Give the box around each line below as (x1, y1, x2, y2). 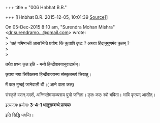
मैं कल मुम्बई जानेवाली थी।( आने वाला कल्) (5, 81, 75, 87)
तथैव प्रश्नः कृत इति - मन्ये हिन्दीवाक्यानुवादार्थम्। (5, 61, 81, 67)
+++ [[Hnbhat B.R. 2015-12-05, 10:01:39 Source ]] (5, 14, 108, 20)
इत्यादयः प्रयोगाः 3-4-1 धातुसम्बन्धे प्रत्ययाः (5, 102, 71, 108)
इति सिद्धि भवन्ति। (5, 112, 34, 118)
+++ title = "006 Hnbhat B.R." (5, 5, 67, 10)
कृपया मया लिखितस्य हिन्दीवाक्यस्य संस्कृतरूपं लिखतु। (5, 71, 91, 77)
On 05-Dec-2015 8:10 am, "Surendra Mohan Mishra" (5, 24, 115, 30)
